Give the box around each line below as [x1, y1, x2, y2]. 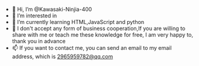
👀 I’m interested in [11, 12, 57, 19]
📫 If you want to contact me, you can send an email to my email [11, 44, 172, 51]
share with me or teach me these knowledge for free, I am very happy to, [11, 31, 194, 38]
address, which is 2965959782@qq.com [11, 53, 113, 60]
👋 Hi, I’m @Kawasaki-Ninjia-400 [11, 6, 92, 13]
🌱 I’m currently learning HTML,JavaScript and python [11, 19, 145, 25]
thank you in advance [11, 38, 66, 44]
